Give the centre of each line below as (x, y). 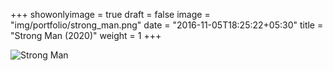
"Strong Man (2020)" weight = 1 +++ (86, 35)
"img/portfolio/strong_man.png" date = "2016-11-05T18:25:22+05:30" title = (167, 25)
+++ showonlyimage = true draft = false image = (110, 14)
